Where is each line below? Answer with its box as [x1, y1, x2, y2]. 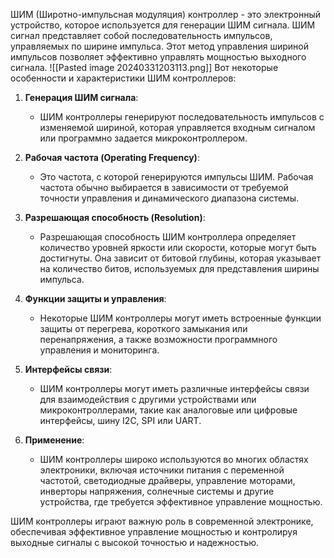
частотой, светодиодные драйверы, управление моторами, [39, 475, 296, 486]
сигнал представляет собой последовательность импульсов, [10, 30, 273, 41]
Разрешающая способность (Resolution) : [24, 212, 206, 223]
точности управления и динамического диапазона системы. [39, 192, 300, 204]
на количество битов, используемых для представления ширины [39, 263, 320, 274]
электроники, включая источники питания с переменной [39, 464, 285, 476]
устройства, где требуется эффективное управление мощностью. [39, 496, 323, 508]
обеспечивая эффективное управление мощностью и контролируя [10, 526, 298, 538]
